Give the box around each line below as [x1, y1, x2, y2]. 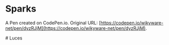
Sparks [5, 3, 37, 15]
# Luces [5, 35, 23, 41]
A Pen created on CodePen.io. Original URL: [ [5, 20, 101, 26]
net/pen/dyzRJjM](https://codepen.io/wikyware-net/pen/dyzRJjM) [5, 25, 146, 31]
